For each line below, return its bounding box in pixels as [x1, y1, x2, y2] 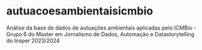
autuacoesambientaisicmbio [6, 4, 153, 18]
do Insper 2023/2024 [6, 37, 60, 44]
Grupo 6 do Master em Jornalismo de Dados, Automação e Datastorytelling [6, 30, 195, 37]
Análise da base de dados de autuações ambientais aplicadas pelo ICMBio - [6, 24, 197, 31]
